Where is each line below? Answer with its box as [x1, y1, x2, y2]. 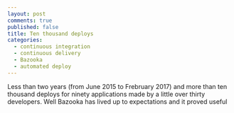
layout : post [7, 10, 46, 18]
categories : [7, 37, 43, 44]
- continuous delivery [14, 50, 81, 57]
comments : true [7, 17, 53, 24]
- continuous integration [14, 43, 91, 50]
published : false [7, 23, 59, 30]
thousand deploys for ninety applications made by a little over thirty [7, 90, 206, 98]
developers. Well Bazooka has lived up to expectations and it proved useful [7, 97, 228, 106]
